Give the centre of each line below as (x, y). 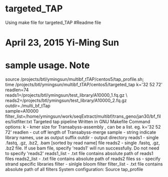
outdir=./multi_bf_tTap (28, 106)
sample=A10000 (22, 111)
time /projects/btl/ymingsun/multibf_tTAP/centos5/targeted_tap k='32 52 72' (84, 85)
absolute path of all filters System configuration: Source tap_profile (74, 170)
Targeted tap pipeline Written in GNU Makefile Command (92, 122)
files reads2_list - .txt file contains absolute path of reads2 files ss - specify (83, 159)
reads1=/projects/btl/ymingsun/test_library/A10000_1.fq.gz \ (66, 95)
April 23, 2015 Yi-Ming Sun (62, 43)
